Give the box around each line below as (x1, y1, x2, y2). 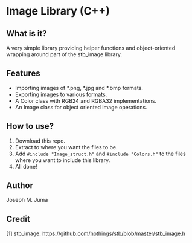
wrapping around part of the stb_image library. (6, 51, 123, 58)
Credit (6, 213, 30, 224)
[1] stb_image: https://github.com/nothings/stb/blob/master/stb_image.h (6, 230, 186, 237)
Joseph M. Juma (6, 196, 48, 204)
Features (6, 68, 40, 79)
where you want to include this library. (14, 156, 110, 164)
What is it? (6, 28, 47, 39)
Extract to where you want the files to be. (14, 143, 118, 151)
